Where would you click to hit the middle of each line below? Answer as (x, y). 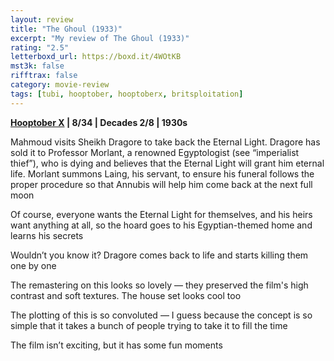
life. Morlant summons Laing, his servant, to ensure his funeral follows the (162, 173)
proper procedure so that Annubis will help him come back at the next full (161, 184)
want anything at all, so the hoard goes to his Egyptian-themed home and (161, 225)
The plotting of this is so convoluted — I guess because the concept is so (161, 315)
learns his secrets (47, 235)
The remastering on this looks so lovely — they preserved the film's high (159, 285)
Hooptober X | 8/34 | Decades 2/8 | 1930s (99, 122)
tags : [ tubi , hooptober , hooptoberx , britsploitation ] (127, 94)
